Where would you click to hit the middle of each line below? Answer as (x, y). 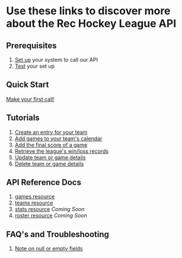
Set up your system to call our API (56, 60)
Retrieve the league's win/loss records (61, 151)
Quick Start (28, 85)
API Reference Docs (44, 183)
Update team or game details (50, 157)
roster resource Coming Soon (51, 216)
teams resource (34, 203)
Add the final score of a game (51, 144)
